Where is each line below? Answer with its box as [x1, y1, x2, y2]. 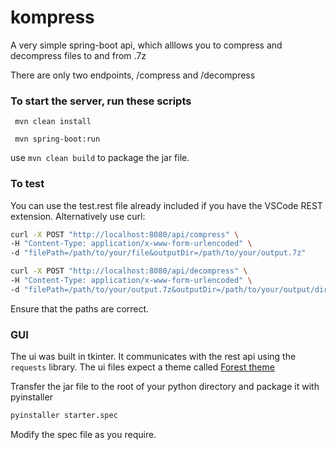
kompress [10, 6, 95, 29]
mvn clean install [14, 117, 92, 127]
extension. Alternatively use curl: [10, 210, 146, 222]
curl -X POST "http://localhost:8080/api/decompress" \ [10, 266, 248, 276]
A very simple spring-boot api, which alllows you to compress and [10, 39, 283, 51]
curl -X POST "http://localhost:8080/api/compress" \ [10, 229, 240, 240]
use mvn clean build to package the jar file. [10, 152, 190, 164]
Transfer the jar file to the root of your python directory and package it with [10, 381, 320, 393]
